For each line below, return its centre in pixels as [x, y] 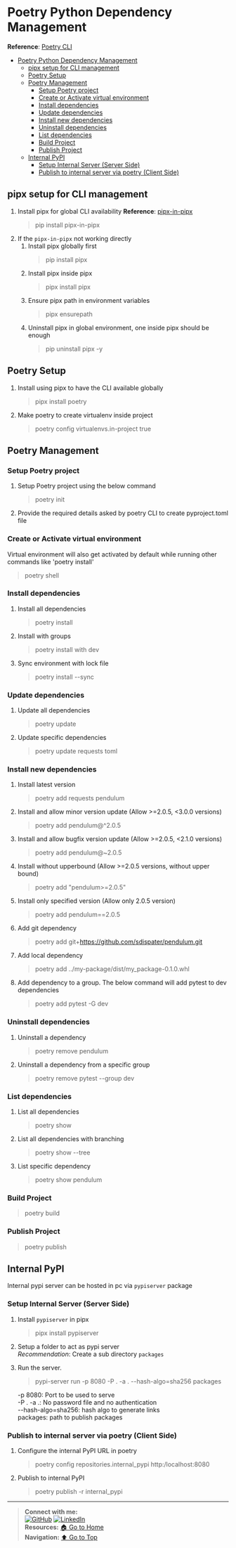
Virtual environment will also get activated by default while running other [112, 554]
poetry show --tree [63, 1152]
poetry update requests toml [76, 751]
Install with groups [44, 636]
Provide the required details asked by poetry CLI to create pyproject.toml [123, 513]
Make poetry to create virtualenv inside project [85, 415]
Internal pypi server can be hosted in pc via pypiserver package [100, 1286]
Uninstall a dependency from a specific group [84, 1065]
